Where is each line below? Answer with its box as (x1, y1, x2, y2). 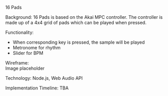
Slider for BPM (12, 50, 43, 56)
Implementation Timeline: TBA (5, 85, 69, 91)
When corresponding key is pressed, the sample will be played (12, 39, 145, 45)
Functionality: (5, 29, 34, 35)
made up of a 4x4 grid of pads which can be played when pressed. (5, 20, 147, 25)
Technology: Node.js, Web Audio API (5, 75, 83, 81)
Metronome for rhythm (12, 45, 61, 50)
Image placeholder (5, 66, 45, 71)
